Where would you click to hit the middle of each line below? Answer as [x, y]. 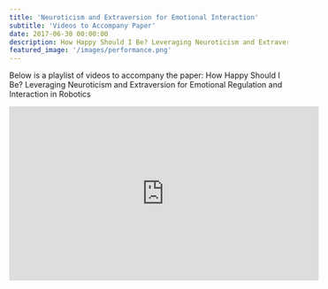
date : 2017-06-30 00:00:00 [59, 34]
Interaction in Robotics [50, 95]
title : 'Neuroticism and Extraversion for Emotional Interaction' [134, 17]
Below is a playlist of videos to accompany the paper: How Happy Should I [145, 75]
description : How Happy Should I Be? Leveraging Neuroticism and [132, 42]
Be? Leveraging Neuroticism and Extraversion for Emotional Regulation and [146, 85]
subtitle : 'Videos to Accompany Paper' [83, 26]
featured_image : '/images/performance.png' [91, 50]
